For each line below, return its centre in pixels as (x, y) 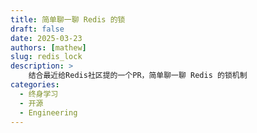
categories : (35, 85)
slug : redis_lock (46, 57)
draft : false (37, 29)
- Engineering (48, 112)
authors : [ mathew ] (48, 47)
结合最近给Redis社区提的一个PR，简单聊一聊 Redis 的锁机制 (138, 76)
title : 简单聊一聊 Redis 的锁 (68, 19)
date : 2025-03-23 (46, 38)
